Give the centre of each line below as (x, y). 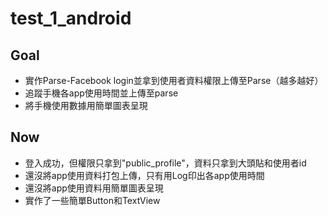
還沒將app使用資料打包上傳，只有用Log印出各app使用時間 (144, 175)
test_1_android (71, 18)
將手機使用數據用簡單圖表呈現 (86, 105)
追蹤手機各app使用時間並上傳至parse (101, 93)
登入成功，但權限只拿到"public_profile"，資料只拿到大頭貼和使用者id (165, 163)
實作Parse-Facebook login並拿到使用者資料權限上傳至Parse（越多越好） (174, 80)
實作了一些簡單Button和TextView (92, 200)
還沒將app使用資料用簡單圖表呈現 (94, 188)
